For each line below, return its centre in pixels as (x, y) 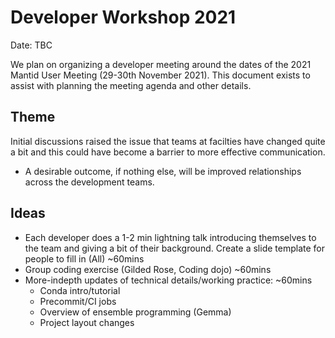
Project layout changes (87, 322)
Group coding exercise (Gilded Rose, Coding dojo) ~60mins (148, 269)
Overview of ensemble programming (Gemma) (135, 312)
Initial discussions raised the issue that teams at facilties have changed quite (168, 141)
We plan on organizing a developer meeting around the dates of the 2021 (161, 64)
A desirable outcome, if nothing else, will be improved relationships (163, 171)
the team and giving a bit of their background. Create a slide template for (174, 248)
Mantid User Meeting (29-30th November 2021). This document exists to (160, 75)
